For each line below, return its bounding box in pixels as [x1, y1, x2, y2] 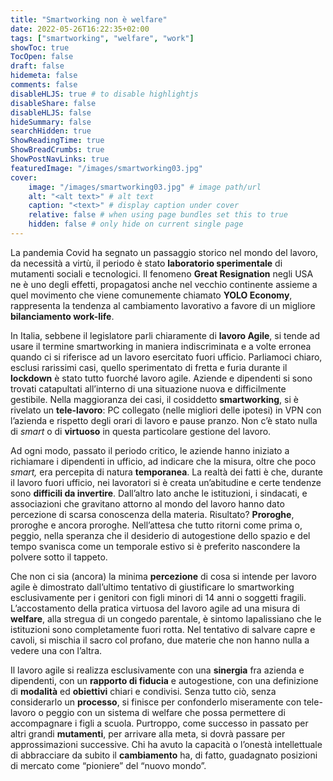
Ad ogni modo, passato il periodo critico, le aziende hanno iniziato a [10, 444, 290, 456]
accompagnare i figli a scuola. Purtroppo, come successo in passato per [10, 717, 309, 729]
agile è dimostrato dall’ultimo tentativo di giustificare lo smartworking [10, 581, 295, 593]
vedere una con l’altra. [10, 644, 103, 656]
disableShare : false [10, 98, 97, 108]
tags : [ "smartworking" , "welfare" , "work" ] [10, 33, 195, 43]
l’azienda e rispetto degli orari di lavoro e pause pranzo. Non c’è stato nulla [10, 414, 318, 426]
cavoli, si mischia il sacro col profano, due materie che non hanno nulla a [10, 634, 310, 646]
